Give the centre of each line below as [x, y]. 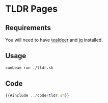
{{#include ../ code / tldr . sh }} [37, 95]
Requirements [28, 28]
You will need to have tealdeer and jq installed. [54, 40]
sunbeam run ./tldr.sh [29, 68]
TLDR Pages [31, 9]
